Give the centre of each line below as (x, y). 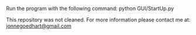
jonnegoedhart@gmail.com (39, 26)
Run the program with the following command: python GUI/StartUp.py (90, 8)
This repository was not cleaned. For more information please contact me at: (98, 20)
